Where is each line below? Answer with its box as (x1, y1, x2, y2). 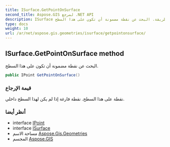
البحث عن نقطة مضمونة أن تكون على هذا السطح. (5, 62, 99, 68)
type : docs (5, 21, 28, 27)
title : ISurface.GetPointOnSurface (5, 7, 80, 13)
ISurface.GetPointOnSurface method (5, 49, 124, 58)
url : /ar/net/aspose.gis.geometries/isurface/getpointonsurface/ (5, 31, 146, 36)
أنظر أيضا (5, 108, 26, 115)
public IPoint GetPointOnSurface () (5, 72, 80, 78)
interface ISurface (12, 125, 51, 131)
